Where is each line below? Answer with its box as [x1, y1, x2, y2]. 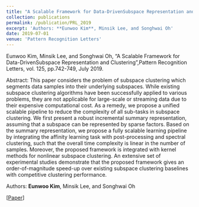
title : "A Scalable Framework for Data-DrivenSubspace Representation [6, 8, 184, 15]
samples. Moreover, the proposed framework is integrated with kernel [6, 146, 176, 153]
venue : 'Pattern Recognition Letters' [6, 36, 102, 42]
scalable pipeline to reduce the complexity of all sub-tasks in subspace [6, 108, 180, 115]
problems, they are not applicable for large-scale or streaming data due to [6, 95, 187, 103]
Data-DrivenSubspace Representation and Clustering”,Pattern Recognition [6, 59, 188, 66]
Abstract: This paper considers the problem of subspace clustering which [6, 77, 186, 84]
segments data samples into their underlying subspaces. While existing [6, 83, 180, 90]
